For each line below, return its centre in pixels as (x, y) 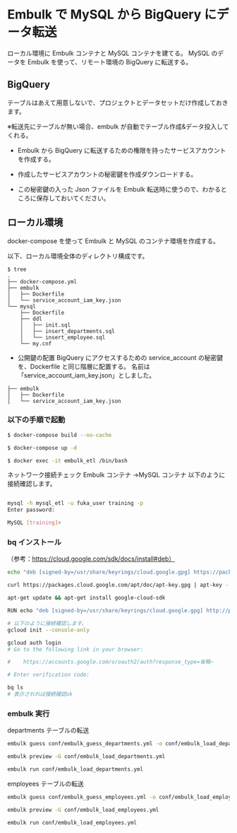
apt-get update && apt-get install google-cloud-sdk (86, 598)
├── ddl (31, 319)
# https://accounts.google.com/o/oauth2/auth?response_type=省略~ (110, 662)
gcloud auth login (34, 643)
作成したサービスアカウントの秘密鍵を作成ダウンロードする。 (107, 174)
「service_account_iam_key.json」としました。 (86, 375)
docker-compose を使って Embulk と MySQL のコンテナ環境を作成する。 (114, 240)
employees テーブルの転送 (45, 784)
